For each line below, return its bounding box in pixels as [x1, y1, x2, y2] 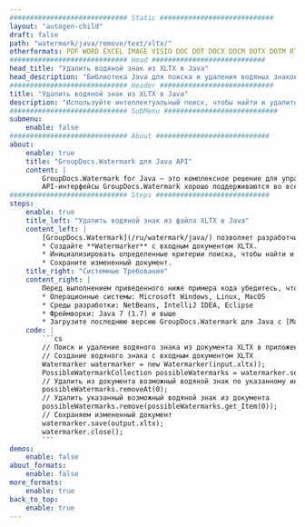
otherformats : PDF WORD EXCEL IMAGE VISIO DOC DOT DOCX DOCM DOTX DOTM [9, 47, 286, 56]
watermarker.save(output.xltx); [42, 419, 165, 428]
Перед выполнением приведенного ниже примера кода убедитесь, [42, 283, 282, 293]
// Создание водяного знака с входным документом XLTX [42, 351, 254, 360]
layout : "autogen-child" [9, 22, 103, 31]
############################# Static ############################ [9, 13, 274, 23]
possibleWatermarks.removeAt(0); [42, 385, 169, 394]
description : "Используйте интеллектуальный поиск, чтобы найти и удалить [9, 97, 299, 107]
